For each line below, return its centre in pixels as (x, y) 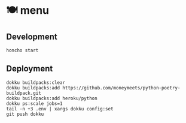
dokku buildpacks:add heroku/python (52, 98)
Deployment (30, 69)
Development (32, 36)
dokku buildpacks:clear (36, 82)
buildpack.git (24, 93)
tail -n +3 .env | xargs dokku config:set (60, 109)
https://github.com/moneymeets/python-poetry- (121, 88)
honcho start (22, 50)
